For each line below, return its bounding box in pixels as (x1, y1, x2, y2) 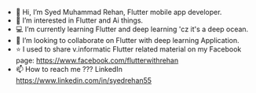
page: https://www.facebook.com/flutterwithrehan (15, 55, 179, 65)
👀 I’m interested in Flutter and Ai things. (15, 16, 144, 25)
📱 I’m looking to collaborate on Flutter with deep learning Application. (15, 36, 240, 45)
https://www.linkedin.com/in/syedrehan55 (15, 76, 152, 85)
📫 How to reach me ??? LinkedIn (15, 65, 123, 73)
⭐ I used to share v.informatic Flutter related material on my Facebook (15, 45, 242, 54)
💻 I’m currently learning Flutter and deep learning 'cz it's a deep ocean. (15, 24, 249, 34)
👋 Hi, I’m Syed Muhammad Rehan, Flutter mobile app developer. (15, 8, 222, 16)
